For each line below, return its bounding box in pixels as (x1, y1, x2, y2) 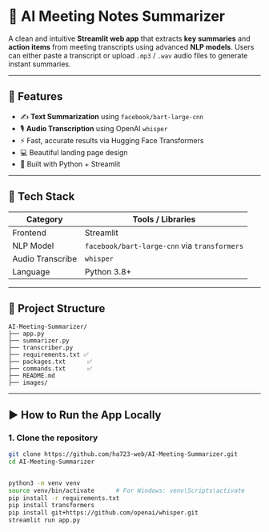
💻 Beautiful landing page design (19, 147, 128, 157)
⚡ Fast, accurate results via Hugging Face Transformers (19, 135, 204, 145)
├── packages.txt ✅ (8, 358, 93, 366)
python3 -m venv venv (8, 479, 81, 487)
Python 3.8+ (84, 266, 132, 277)
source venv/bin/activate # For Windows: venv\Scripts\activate (8, 486, 246, 494)
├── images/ (8, 379, 48, 387)
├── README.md (8, 372, 56, 380)
